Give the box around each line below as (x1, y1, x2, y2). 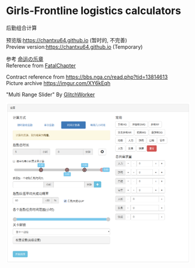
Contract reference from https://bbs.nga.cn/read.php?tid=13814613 (6, 73, 168, 80)
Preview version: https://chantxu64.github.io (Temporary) (6, 43, 143, 50)
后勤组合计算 (6, 24, 37, 31)
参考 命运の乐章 (6, 55, 44, 62)
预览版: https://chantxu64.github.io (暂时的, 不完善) (6, 36, 127, 43)
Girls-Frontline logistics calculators (6, 4, 182, 18)
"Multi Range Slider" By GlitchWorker (6, 91, 95, 98)
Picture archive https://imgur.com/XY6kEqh (6, 79, 111, 86)
